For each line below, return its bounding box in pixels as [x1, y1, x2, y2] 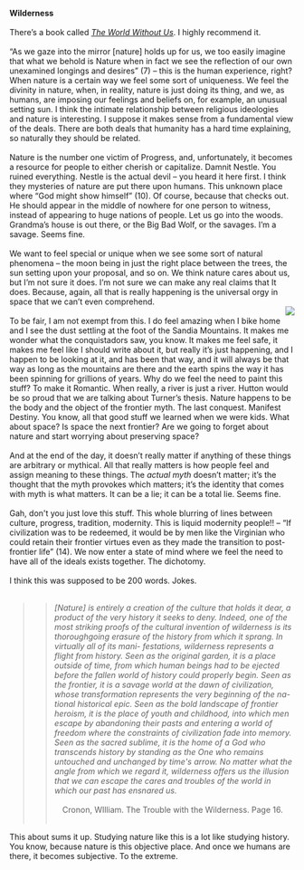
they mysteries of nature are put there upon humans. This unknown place [9, 181, 283, 191]
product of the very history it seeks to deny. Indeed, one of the [53, 612, 288, 623]
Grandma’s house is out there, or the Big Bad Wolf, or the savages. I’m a [9, 219, 277, 230]
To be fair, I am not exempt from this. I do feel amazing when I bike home [9, 316, 280, 326]
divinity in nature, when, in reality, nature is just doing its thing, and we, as [9, 85, 285, 95]
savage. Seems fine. [9, 229, 86, 239]
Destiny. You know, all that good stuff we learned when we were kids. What [9, 412, 290, 422]
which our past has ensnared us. [53, 785, 178, 796]
